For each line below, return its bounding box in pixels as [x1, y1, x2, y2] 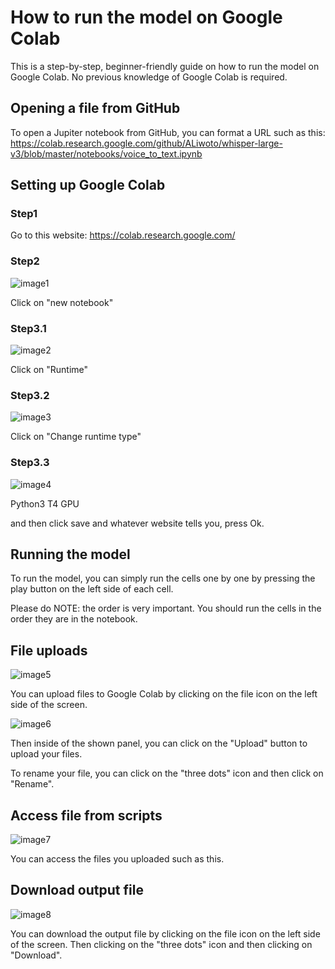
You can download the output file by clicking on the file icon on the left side [10, 927, 321, 940]
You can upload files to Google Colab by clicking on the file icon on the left [10, 688, 318, 700]
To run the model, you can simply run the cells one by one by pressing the [10, 572, 316, 585]
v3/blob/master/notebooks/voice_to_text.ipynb [10, 147, 203, 160]
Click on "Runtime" [10, 364, 89, 376]
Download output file [10, 882, 144, 899]
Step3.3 [10, 456, 50, 470]
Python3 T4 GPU [10, 497, 80, 510]
